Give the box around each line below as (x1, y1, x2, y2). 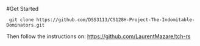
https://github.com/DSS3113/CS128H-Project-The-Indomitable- (36, 17, 195, 23)
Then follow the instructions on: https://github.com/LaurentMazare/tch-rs (6, 33, 191, 40)
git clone (9, 17, 34, 23)
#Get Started (6, 5, 39, 12)
